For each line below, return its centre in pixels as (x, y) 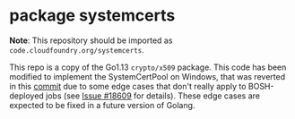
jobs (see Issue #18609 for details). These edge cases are (153, 96)
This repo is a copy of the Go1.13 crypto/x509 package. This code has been (148, 67)
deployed (27, 96)
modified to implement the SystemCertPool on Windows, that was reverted (147, 76)
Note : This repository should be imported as (91, 40)
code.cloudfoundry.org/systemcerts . (77, 49)
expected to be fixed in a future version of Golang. (102, 105)
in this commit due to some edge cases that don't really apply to (128, 86)
